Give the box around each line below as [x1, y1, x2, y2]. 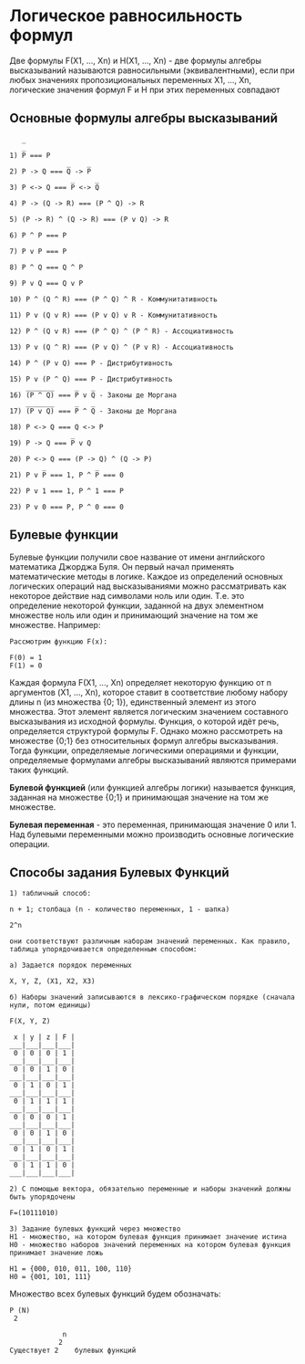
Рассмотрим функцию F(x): [9, 636, 107, 646]
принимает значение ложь [9, 1248, 104, 1258]
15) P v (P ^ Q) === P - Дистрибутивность [9, 374, 173, 383]
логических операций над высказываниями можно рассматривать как [9, 581, 287, 592]
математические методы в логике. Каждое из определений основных [9, 571, 284, 582]
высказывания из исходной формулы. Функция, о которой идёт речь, [9, 716, 280, 727]
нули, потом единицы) [9, 1001, 92, 1010]
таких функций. [9, 764, 69, 775]
